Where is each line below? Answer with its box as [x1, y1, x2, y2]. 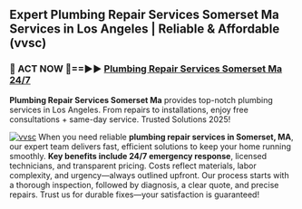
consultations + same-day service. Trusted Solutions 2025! [9, 113, 231, 125]
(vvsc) [9, 35, 47, 51]
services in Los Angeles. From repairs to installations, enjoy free [9, 104, 249, 115]
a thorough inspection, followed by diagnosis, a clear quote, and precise [9, 179, 279, 190]
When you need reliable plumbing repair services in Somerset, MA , [38, 131, 294, 142]
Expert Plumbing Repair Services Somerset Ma [9, 7, 279, 23]
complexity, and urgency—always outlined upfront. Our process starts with [9, 169, 289, 180]
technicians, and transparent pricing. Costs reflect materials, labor [9, 160, 257, 171]
